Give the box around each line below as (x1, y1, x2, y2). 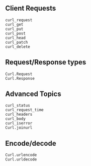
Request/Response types (5, 58, 86, 67)
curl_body (5, 116, 26, 121)
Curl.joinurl (5, 125, 33, 130)
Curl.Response (5, 76, 35, 81)
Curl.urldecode (5, 157, 37, 162)
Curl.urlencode (5, 152, 37, 158)
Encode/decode (5, 139, 56, 148)
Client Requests (5, 4, 56, 13)
